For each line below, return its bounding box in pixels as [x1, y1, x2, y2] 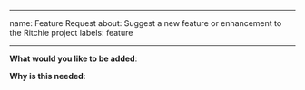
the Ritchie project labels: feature [9, 28, 133, 38]
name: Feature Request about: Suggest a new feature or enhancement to [9, 18, 282, 28]
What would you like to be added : [9, 53, 138, 64]
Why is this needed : [9, 71, 86, 81]
